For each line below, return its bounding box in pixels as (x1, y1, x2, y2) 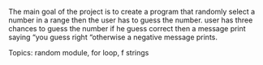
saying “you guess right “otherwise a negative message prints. (8, 32, 218, 42)
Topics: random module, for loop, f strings (8, 48, 149, 57)
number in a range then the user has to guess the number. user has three (8, 15, 253, 25)
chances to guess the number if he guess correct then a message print (8, 24, 246, 33)
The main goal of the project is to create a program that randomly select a (8, 7, 256, 16)
